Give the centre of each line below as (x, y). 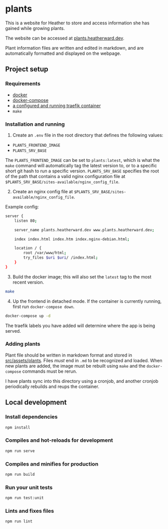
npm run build (20, 474)
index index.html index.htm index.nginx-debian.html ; (72, 239)
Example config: (22, 206)
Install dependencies (32, 417)
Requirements (23, 84)
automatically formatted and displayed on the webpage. (63, 53)
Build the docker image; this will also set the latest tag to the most (82, 276)
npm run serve (20, 451)
